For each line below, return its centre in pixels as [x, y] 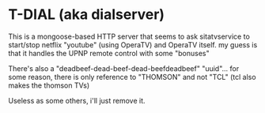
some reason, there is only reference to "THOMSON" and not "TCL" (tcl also [132, 77]
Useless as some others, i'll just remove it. [77, 100]
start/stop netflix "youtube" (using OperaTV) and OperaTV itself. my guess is [133, 44]
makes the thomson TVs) [49, 85]
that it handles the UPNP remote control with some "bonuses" [109, 53]
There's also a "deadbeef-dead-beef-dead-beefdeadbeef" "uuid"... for [124, 68]
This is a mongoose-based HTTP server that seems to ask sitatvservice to [129, 36]
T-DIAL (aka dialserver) [86, 15]
